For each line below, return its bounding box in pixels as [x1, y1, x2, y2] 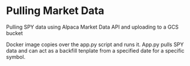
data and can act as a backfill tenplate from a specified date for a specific [6, 47, 185, 54]
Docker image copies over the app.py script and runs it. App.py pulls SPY [6, 41, 184, 48]
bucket [6, 29, 23, 36]
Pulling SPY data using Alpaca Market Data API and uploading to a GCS [6, 23, 179, 30]
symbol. [6, 53, 25, 60]
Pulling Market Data [6, 4, 105, 18]
